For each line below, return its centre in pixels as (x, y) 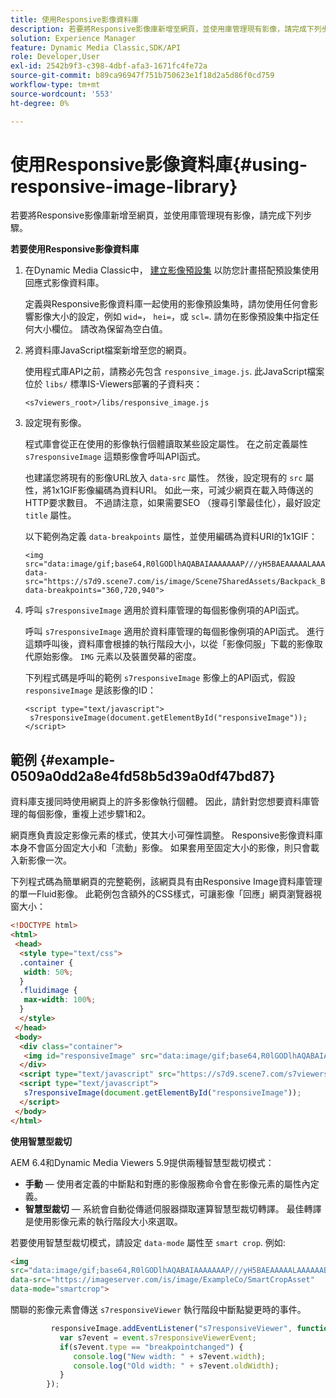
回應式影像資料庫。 (64, 283)
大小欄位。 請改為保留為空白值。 (100, 329)
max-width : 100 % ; (60, 1000)
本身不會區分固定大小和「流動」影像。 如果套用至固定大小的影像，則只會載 (165, 848)
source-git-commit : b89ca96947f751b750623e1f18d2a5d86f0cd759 (142, 76)
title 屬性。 (50, 515)
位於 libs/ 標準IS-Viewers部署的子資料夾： (113, 384)
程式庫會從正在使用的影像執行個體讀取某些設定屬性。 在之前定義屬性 (166, 444)
